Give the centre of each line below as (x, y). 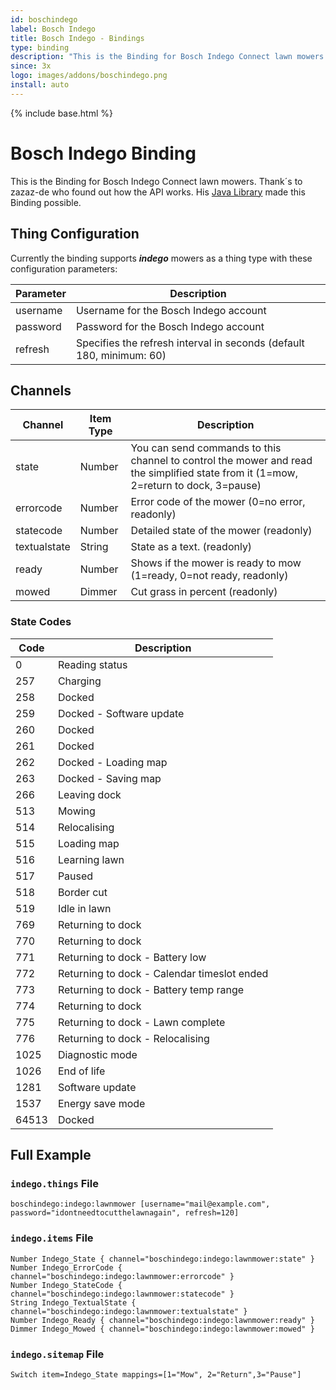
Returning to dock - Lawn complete (141, 1022)
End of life (81, 1071)
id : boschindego (44, 19)
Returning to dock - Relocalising (133, 1038)
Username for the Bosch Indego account (171, 310)
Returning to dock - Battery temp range (151, 989)
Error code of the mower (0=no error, (218, 502)
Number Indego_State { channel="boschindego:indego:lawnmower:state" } (162, 1259)
